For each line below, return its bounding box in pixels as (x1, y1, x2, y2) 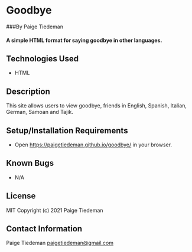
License (6, 191, 36, 201)
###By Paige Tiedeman (6, 23, 64, 30)
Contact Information (6, 224, 83, 234)
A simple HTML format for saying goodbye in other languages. (6, 37, 162, 44)
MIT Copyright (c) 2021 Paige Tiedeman (6, 207, 103, 214)
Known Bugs (6, 158, 54, 168)
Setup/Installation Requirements (6, 125, 128, 136)
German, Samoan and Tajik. (6, 109, 74, 116)
